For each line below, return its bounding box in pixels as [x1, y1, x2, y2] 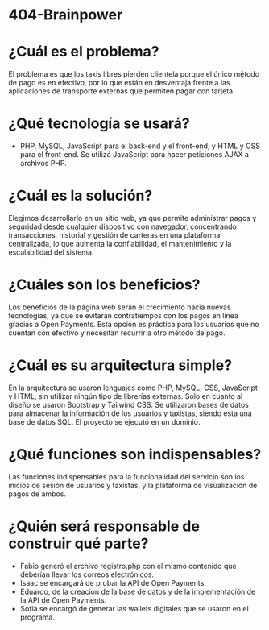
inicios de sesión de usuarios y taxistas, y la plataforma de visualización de [8, 480, 258, 490]
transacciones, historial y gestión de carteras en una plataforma [8, 230, 221, 239]
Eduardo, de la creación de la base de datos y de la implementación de [19, 586, 256, 596]
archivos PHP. [19, 159, 67, 168]
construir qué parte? [8, 534, 149, 553]
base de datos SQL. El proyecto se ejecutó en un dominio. [8, 417, 201, 426]
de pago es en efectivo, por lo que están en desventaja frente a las [8, 78, 231, 88]
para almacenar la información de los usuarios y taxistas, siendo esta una [8, 408, 252, 418]
